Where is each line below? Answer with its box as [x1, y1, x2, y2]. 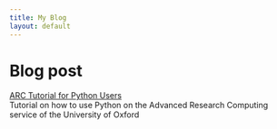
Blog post [9, 60, 84, 81]
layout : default [9, 22, 71, 31]
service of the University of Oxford [9, 109, 140, 120]
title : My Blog [9, 13, 67, 23]
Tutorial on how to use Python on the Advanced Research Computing [9, 100, 269, 111]
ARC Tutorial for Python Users [9, 90, 123, 101]
